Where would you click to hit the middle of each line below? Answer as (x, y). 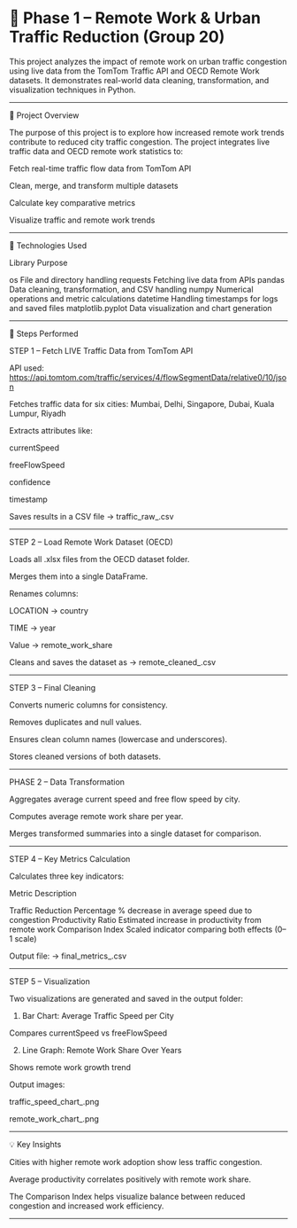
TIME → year (33, 628)
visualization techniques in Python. (72, 90)
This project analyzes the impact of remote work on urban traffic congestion (148, 61)
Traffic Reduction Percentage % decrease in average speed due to (131, 910)
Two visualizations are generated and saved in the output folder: (126, 998)
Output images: (37, 1084)
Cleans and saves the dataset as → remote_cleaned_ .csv (113, 662)
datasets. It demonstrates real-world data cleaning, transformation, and (139, 80)
